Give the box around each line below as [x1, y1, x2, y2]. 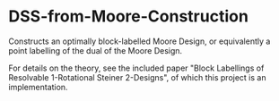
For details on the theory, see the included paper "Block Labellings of [8, 63, 265, 73]
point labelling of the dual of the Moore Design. [8, 45, 183, 55]
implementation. [8, 81, 68, 92]
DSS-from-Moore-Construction [8, 6, 248, 27]
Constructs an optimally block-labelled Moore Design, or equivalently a [8, 36, 271, 46]
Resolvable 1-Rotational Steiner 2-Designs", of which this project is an [8, 72, 266, 82]
